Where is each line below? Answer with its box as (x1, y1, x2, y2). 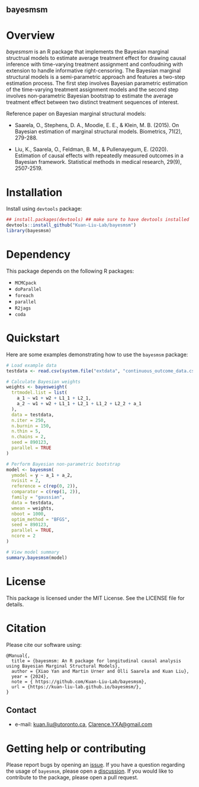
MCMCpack (14, 280, 37, 286)
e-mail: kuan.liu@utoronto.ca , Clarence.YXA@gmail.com (14, 721, 153, 728)
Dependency (6, 248, 71, 261)
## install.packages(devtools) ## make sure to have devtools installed (6, 217, 190, 223)
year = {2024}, (11, 674, 49, 679)
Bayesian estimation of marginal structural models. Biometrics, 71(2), (14, 128, 182, 135)
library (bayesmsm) (6, 228, 52, 234)
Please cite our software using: (6, 641, 82, 648)
